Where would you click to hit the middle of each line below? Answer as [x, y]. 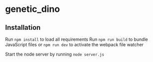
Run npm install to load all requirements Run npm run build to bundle [76, 39]
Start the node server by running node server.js [55, 54]
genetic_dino [33, 9]
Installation [23, 28]
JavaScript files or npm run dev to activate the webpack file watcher [75, 45]
